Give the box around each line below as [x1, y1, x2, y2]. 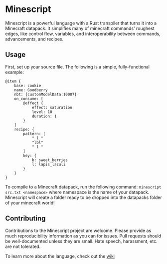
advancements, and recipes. [5, 36, 64, 42]
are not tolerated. [5, 243, 41, 249]
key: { [23, 153, 37, 158]
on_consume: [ [14, 96, 43, 101]
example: [5, 69, 24, 75]
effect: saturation [31, 105, 72, 110]
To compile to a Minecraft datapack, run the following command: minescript [5, 183, 162, 189]
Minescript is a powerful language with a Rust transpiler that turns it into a [5, 20, 157, 26]
